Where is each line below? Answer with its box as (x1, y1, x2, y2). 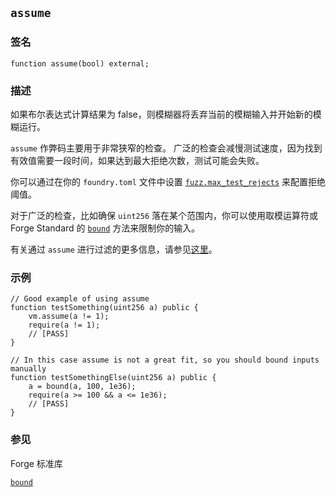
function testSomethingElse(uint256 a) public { (10, 373, 217, 383)
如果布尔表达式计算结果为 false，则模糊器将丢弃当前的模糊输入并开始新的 (10, 108, 313, 120)
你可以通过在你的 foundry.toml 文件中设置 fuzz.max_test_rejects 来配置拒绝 (10, 175, 326, 187)
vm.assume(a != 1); (28, 312, 110, 322)
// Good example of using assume (10, 294, 150, 304)
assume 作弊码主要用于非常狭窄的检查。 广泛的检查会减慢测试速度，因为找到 (10, 142, 323, 154)
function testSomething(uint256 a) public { (10, 303, 199, 313)
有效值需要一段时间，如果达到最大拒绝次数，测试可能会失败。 (10, 154, 265, 166)
